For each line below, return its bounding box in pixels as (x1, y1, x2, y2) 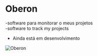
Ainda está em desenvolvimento (12, 35, 80, 41)
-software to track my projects (5, 25, 69, 31)
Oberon (5, 3, 38, 15)
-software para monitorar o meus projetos (5, 20, 93, 26)
